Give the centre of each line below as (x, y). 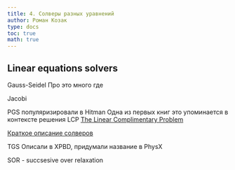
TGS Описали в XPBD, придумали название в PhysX (85, 146)
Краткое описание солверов (50, 133)
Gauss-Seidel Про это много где (55, 85)
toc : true (22, 33)
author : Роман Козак (38, 20)
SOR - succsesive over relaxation (55, 160)
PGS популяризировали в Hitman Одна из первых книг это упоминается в (118, 112)
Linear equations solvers (62, 68)
